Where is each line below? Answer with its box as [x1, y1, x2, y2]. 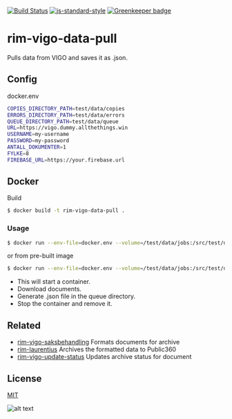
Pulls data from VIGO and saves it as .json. [7, 53, 128, 61]
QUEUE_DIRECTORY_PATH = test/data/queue [7, 118, 119, 125]
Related [7, 320, 41, 331]
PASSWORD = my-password [7, 137, 70, 144]
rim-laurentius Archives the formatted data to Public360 [17, 345, 177, 353]
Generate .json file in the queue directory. [17, 292, 136, 300]
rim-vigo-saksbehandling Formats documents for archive [17, 338, 180, 347]
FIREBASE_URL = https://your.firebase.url [7, 156, 126, 164]
